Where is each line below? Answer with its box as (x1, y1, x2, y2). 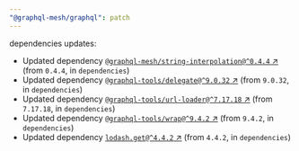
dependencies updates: (9, 38, 97, 49)
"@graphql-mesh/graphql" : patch (9, 13, 130, 22)
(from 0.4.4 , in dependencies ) (22, 65, 130, 75)
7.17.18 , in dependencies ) (22, 102, 116, 113)
